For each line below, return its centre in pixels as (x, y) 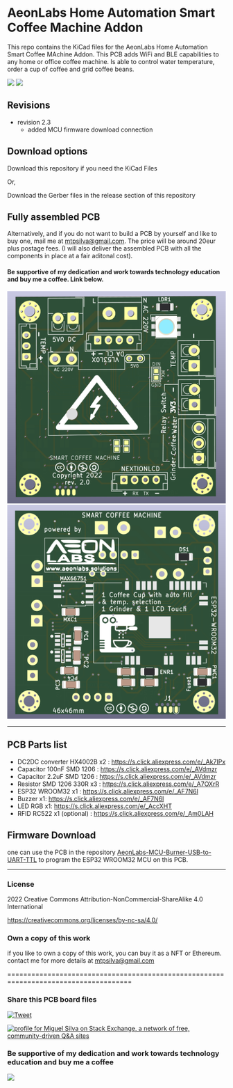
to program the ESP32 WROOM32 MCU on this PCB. (113, 859)
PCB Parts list (37, 745)
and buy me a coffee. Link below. (55, 279)
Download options (48, 151)
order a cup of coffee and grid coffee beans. (71, 69)
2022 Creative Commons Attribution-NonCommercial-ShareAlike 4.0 (105, 899)
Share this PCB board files (52, 1000)
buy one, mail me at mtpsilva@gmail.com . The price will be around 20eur (112, 241)
